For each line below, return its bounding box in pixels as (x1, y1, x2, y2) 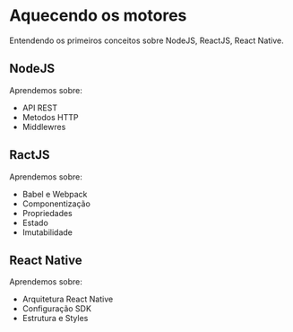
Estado (22, 217, 49, 228)
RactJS (9, 147, 50, 162)
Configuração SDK (22, 303, 92, 314)
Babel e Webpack (22, 188, 88, 199)
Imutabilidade (22, 226, 73, 238)
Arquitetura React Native (22, 293, 114, 305)
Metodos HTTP (22, 111, 79, 122)
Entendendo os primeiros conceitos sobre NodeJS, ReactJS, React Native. (9, 35, 284, 46)
